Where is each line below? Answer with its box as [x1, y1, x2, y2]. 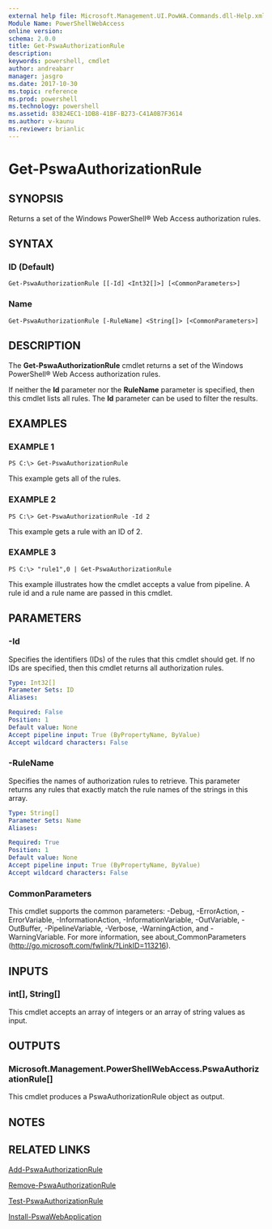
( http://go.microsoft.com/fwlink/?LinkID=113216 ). [8, 941, 172, 951]
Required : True [8, 838, 60, 847]
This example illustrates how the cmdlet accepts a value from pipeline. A [8, 579, 250, 589]
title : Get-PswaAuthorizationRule [8, 42, 125, 50]
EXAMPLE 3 [8, 546, 57, 558]
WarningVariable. [8, 932, 66, 942]
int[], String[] [8, 988, 61, 1000]
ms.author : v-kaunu [8, 118, 74, 126]
